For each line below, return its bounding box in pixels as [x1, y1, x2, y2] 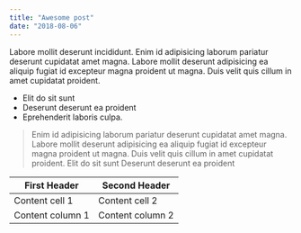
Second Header [102, 179, 171, 192]
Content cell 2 [98, 194, 158, 207]
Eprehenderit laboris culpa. [22, 112, 123, 122]
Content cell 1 [13, 194, 74, 207]
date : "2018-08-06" [9, 22, 83, 31]
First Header [23, 179, 79, 192]
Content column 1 [13, 209, 90, 221]
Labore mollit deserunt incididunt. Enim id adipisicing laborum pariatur [9, 46, 269, 57]
